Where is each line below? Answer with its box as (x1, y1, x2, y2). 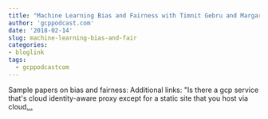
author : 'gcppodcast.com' (8, 19, 94, 27)
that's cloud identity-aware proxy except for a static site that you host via (8, 93, 249, 103)
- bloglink (8, 48, 45, 56)
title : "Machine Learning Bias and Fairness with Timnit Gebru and (8, 11, 238, 20)
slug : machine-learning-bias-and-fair (8, 33, 137, 42)
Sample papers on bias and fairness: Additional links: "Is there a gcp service (8, 85, 259, 94)
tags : (8, 56, 26, 64)
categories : (8, 41, 48, 49)
